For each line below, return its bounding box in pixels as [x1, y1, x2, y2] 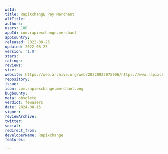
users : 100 [5, 26, 28, 31]
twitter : [5, 118, 23, 124]
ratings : [5, 58, 23, 63]
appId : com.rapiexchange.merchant [5, 30, 77, 35]
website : [5, 72, 23, 77]
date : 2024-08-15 [5, 105, 41, 110]
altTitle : [5, 16, 26, 21]
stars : [5, 53, 19, 59]
